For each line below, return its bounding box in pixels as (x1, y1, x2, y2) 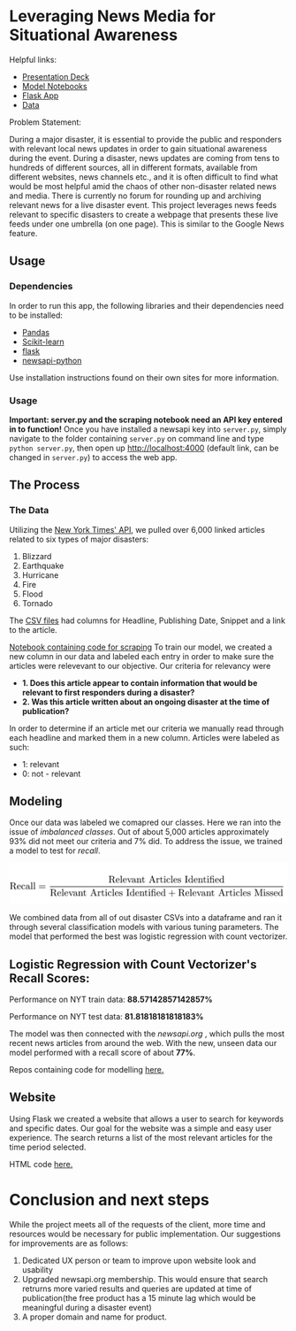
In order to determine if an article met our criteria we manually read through (9, 723, 285, 734)
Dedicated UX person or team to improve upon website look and (21, 1255, 256, 1266)
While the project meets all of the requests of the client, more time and (9, 1219, 266, 1229)
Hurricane (21, 569, 59, 581)
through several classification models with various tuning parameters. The (9, 922, 279, 933)
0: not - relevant (21, 768, 81, 779)
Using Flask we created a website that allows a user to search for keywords (9, 1113, 285, 1124)
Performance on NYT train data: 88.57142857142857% (9, 994, 213, 1005)
